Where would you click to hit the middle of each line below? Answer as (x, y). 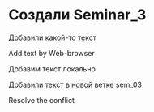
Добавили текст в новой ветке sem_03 (75, 84)
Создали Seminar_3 (77, 15)
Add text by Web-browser (51, 53)
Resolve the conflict (42, 100)
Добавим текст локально (52, 69)
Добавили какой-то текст (53, 37)
